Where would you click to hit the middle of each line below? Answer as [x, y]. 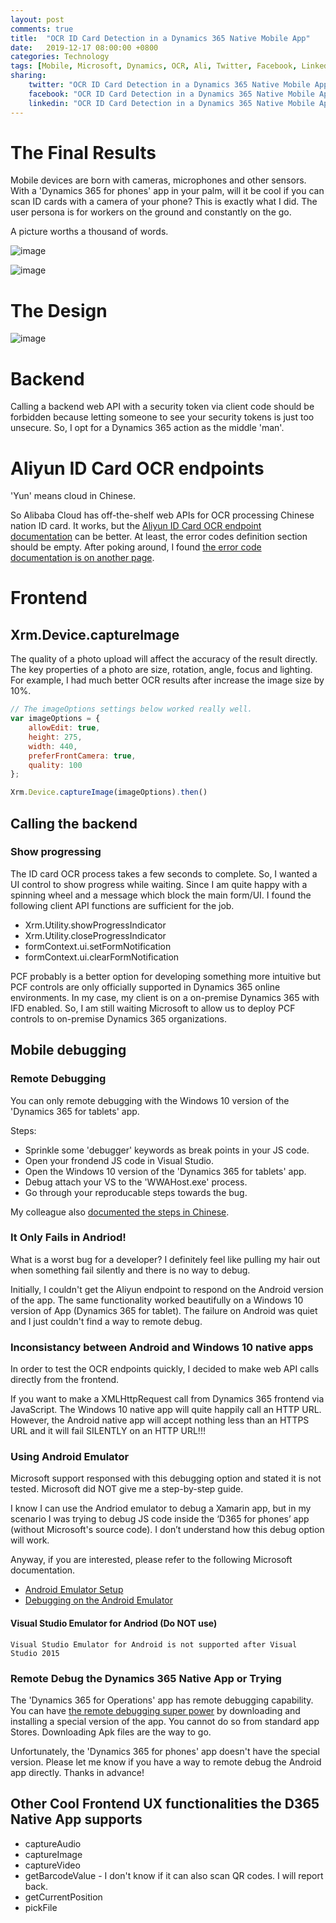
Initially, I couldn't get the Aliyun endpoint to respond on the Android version [167, 1289]
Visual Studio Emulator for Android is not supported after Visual [154, 1644]
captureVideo [52, 1865]
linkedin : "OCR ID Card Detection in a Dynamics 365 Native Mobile [171, 103]
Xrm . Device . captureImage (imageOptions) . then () [109, 792]
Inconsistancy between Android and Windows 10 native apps [162, 1347]
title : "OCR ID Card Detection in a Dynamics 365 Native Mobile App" [160, 38]
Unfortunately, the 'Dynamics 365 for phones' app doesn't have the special [165, 1751]
